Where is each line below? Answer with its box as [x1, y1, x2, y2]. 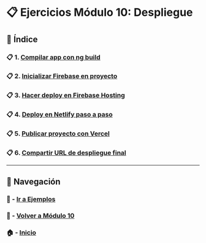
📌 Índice [6, 34, 38, 44]
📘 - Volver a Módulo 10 [6, 211, 75, 220]
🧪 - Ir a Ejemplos [6, 195, 56, 203]
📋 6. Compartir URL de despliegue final [6, 148, 127, 157]
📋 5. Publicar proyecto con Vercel [6, 129, 110, 138]
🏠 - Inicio [6, 228, 37, 237]
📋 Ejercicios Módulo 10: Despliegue [6, 6, 193, 20]
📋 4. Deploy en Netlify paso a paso [6, 110, 113, 119]
